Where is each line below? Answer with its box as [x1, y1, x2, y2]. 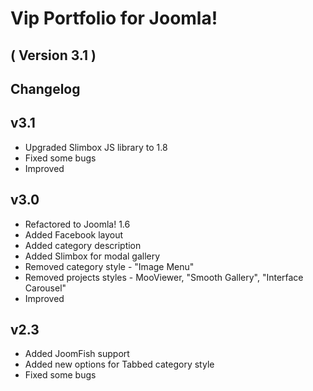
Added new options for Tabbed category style [24, 358, 215, 371]
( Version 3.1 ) [10, 47, 97, 64]
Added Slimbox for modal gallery [24, 250, 161, 262]
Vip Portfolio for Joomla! [10, 7, 218, 30]
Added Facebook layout [24, 228, 124, 241]
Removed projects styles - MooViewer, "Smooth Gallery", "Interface [24, 271, 304, 283]
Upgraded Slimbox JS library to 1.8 [24, 141, 168, 153]
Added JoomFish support [24, 348, 130, 360]
